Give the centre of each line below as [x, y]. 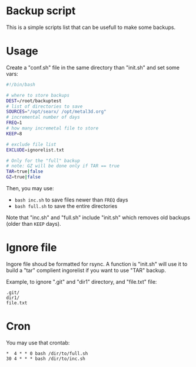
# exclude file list [31, 144]
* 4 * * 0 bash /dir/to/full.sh [47, 353]
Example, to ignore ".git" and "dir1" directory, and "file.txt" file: [82, 281]
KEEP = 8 [14, 134]
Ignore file [31, 248]
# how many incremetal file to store [52, 128]
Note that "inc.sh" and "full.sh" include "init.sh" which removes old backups [98, 217]
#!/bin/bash [21, 85]
